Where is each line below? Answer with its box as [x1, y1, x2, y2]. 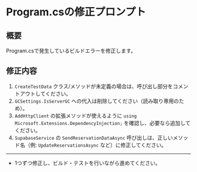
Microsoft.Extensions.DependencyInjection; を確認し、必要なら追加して [14, 119, 191, 126]
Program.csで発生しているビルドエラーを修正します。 [6, 48, 136, 54]
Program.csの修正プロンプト [6, 5, 147, 19]
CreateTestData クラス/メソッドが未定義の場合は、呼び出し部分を [14, 83, 173, 90]
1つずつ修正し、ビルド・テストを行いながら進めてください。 [14, 159, 161, 166]
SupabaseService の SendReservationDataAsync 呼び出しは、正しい [14, 134, 173, 141]
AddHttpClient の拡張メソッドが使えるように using [14, 112, 137, 119]
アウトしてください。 [19, 90, 72, 97]
